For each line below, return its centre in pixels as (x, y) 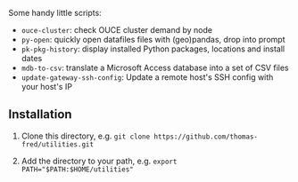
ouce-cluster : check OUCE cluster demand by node (117, 30)
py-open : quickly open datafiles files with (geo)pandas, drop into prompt (153, 40)
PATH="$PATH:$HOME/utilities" (78, 169)
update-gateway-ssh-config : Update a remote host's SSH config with (147, 77)
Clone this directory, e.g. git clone (86, 136)
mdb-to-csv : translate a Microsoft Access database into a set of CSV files (155, 67)
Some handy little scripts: (55, 13)
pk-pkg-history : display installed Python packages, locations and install (153, 49)
